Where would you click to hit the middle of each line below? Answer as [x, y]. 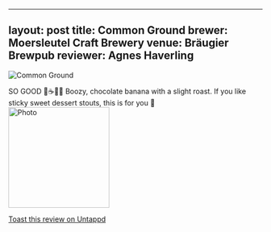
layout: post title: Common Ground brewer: [118, 30]
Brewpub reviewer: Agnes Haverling [101, 56]
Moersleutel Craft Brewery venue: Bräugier [119, 43]
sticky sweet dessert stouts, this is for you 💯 [82, 102]
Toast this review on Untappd [57, 219]
